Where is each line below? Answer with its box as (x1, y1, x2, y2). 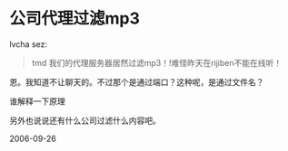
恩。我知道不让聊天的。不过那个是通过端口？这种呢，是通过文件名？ (9, 76, 264, 87)
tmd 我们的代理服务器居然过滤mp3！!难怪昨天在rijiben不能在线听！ (31, 57, 283, 68)
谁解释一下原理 (9, 96, 65, 107)
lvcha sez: (9, 38, 48, 50)
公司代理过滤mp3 (9, 8, 141, 29)
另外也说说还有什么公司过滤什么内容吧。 (9, 115, 161, 126)
